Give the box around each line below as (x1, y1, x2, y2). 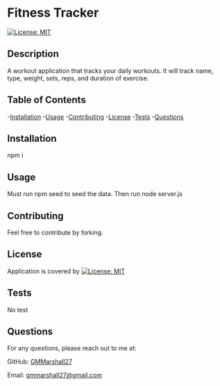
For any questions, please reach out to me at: (7, 344, 137, 353)
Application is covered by (7, 266, 80, 275)
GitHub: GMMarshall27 (7, 357, 73, 366)
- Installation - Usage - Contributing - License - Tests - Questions (7, 113, 184, 121)
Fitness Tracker (7, 5, 99, 21)
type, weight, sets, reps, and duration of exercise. (7, 74, 149, 82)
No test (7, 305, 28, 314)
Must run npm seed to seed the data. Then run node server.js (7, 190, 183, 198)
